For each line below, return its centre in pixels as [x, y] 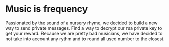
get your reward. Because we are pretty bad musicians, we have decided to [84, 33]
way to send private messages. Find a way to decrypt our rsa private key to [84, 28]
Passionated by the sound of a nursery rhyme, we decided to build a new [81, 23]
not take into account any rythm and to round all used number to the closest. [85, 39]
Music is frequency [47, 9]
